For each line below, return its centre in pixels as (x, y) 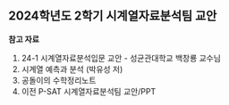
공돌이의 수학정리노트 (59, 80)
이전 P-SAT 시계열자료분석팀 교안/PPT (89, 91)
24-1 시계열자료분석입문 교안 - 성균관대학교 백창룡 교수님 (121, 58)
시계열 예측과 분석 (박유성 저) (72, 69)
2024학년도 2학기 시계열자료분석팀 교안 (113, 16)
